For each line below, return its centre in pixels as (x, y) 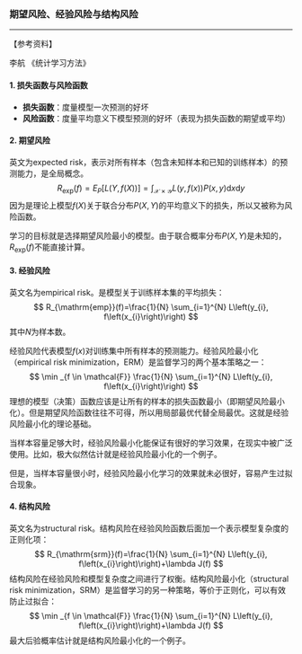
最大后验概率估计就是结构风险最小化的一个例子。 (100, 641)
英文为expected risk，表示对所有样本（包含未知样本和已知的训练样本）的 (145, 162)
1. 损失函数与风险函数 (49, 85)
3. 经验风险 (30, 270)
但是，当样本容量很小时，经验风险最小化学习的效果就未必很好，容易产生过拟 (151, 473)
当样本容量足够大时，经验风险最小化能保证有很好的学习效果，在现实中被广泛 (151, 443)
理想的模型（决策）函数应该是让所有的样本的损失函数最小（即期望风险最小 (147, 401)
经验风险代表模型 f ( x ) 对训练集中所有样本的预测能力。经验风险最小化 (134, 350)
